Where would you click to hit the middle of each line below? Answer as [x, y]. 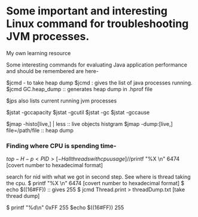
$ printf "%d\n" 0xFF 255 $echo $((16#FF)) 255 [65, 207]
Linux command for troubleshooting [98, 24]
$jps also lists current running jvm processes [62, 101]
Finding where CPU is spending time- [61, 146]
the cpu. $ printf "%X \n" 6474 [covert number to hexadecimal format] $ [95, 183]
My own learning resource [39, 53]
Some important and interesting [87, 11]
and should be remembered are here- [52, 71]
